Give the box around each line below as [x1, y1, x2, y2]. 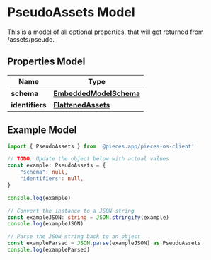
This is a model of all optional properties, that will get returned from [7, 28, 204, 36]
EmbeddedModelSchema [52, 88, 140, 98]
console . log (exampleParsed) [7, 247, 91, 254]
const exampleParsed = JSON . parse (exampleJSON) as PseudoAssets [7, 240, 201, 247]
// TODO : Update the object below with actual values [7, 155, 170, 162]
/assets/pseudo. [7, 35, 55, 43]
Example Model [7, 124, 77, 136]
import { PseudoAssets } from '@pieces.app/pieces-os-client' [7, 143, 195, 150]
